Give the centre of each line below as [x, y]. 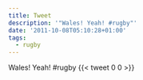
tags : [17, 38]
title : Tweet [30, 15]
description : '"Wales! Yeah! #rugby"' [73, 23]
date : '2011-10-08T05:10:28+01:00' [68, 30]
